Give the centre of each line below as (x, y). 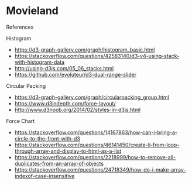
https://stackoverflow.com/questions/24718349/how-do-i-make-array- (100, 169)
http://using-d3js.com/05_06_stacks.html (64, 68)
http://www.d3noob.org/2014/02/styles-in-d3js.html (78, 109)
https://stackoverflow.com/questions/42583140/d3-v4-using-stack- (97, 56)
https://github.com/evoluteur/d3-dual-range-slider (75, 74)
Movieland (32, 11)
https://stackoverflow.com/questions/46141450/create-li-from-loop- (97, 145)
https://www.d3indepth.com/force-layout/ (65, 103)
